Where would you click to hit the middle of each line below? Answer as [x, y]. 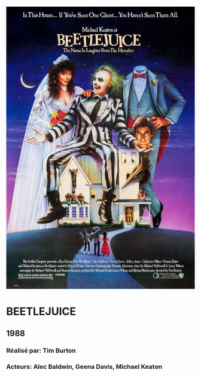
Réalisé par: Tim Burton [41, 350]
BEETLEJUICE [41, 311]
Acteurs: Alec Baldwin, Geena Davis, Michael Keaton [84, 366]
